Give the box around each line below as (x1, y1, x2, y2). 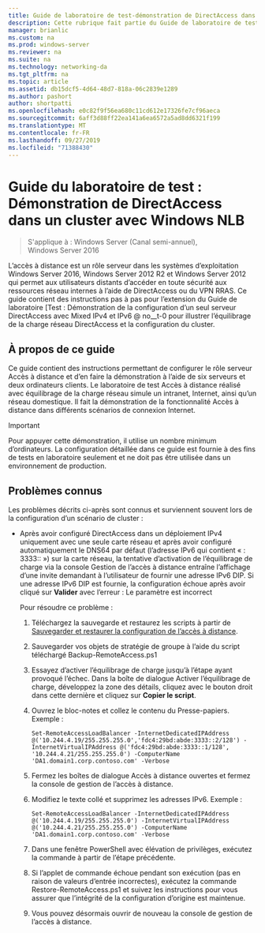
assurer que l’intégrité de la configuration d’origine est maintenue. (31, 893, 246, 902)
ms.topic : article (8, 77, 69, 85)
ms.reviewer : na (8, 48, 62, 56)
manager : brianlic (8, 26, 69, 34)
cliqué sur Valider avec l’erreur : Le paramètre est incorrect (19, 587, 213, 597)
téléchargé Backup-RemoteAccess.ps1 (31, 650, 158, 659)
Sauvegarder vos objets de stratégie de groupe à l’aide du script (31, 641, 241, 651)
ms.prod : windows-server (8, 41, 90, 49)
